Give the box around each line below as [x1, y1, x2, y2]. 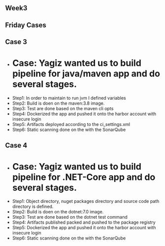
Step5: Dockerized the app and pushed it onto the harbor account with [12, 225, 157, 231]
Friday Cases [5, 21, 46, 29]
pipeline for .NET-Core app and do [12, 171, 156, 183]
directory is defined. [12, 203, 54, 210]
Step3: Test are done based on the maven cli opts [12, 106, 114, 112]
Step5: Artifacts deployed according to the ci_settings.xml [12, 122, 130, 127]
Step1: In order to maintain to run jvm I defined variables [12, 95, 126, 101]
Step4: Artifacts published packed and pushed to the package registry [12, 219, 156, 225]
